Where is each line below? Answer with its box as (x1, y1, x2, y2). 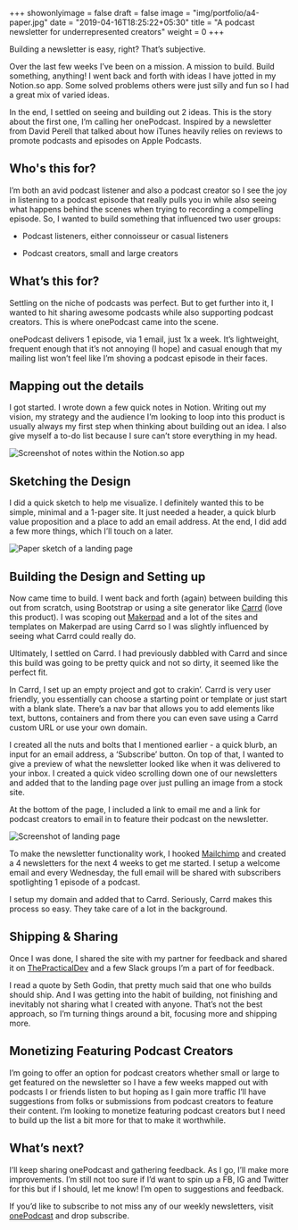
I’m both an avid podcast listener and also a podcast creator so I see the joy (9, 185, 287, 195)
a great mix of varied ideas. (9, 89, 110, 100)
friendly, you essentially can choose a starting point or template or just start (9, 694, 287, 704)
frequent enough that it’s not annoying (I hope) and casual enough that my (9, 343, 283, 353)
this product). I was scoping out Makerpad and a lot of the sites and (9, 611, 259, 623)
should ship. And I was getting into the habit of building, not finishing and (9, 989, 278, 1000)
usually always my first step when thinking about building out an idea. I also (9, 421, 287, 432)
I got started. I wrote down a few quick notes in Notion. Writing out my (9, 402, 267, 413)
